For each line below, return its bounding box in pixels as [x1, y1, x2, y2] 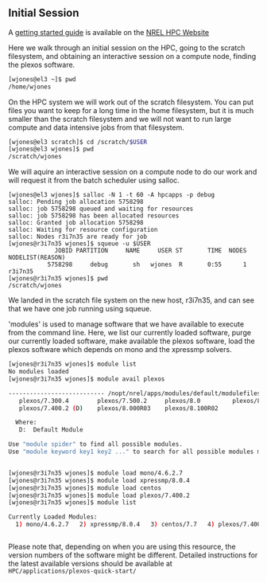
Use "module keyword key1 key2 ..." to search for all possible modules [8, 448, 254, 456]
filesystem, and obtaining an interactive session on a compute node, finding [8, 51, 257, 61]
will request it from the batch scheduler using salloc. [8, 175, 180, 186]
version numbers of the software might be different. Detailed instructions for [8, 550, 258, 560]
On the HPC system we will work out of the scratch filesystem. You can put [8, 97, 254, 107]
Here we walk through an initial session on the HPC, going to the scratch [8, 43, 246, 53]
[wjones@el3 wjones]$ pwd [8, 145, 94, 154]
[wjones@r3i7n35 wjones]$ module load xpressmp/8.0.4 [8, 476, 191, 484]
